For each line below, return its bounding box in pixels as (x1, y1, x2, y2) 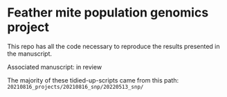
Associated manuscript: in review (7, 63, 102, 71)
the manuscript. (7, 50, 53, 58)
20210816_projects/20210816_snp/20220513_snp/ (7, 83, 144, 90)
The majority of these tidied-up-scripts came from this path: (7, 76, 179, 84)
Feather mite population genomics (7, 5, 209, 21)
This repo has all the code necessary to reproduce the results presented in (7, 42, 220, 50)
